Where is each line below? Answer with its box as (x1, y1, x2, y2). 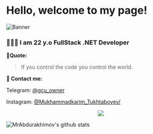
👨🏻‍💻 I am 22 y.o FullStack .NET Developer (6, 38, 130, 47)
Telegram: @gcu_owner (6, 87, 65, 94)
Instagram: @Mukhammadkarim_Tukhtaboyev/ (6, 98, 121, 105)
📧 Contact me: (6, 75, 43, 83)
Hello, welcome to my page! (6, 4, 148, 17)
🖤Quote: (6, 52, 28, 59)
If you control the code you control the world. (20, 63, 133, 71)
